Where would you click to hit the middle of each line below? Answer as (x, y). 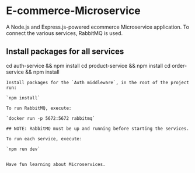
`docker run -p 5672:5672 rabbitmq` (51, 118)
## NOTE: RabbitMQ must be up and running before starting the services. (98, 129)
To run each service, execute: (44, 139)
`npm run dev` (23, 149)
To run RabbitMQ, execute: (39, 108)
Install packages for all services (65, 52)
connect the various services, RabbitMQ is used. (65, 33)
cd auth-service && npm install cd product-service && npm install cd (88, 65)
